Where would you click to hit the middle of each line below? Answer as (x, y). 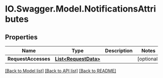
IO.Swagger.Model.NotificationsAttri (81, 9)
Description (119, 51)
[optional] (149, 59)
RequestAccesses (29, 59)
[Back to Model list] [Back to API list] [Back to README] (61, 71)
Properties (21, 37)
